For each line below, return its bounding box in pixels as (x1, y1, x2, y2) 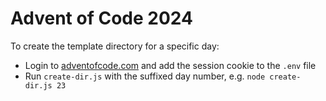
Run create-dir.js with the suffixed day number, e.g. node (24, 70, 266, 82)
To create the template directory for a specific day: (10, 40, 220, 52)
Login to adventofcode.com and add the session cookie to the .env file (24, 59, 317, 71)
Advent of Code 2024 (10, 7, 193, 30)
